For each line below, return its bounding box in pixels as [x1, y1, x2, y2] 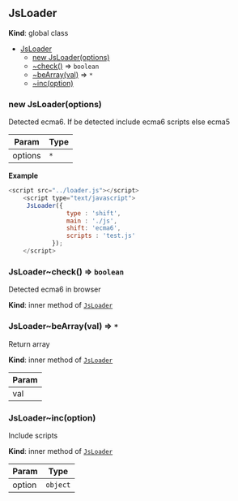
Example [8, 171, 39, 181]
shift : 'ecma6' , [66, 224, 121, 232]
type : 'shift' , [66, 209, 121, 218]
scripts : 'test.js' [66, 231, 136, 240]
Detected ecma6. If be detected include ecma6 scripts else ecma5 [8, 117, 231, 127]
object [45, 480, 71, 490]
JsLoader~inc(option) [8, 412, 96, 423]
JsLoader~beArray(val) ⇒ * [8, 321, 119, 332]
